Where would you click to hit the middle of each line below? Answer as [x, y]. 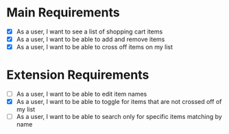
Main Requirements [63, 13]
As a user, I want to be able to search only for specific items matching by [119, 117]
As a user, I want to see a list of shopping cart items [89, 31]
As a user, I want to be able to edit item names [82, 94]
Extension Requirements [78, 75]
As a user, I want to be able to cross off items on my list [94, 47]
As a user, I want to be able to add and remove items [91, 39]
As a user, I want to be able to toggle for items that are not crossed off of [119, 102]
